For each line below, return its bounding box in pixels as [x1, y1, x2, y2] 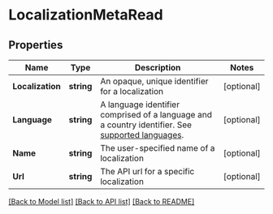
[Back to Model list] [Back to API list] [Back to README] [8, 197, 195, 206]
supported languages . [100, 130, 184, 140]
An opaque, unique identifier [100, 75, 209, 87]
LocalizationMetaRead [8, 6, 164, 24]
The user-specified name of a [100, 143, 215, 153]
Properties [8, 38, 63, 52]
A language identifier [100, 99, 180, 110]
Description [134, 62, 181, 73]
